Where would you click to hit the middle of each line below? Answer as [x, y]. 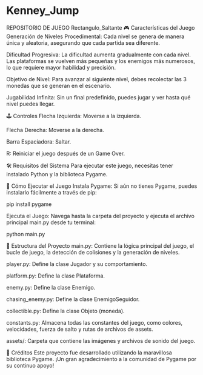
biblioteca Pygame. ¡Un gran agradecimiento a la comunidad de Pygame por [101, 359]
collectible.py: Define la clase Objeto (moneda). [66, 311]
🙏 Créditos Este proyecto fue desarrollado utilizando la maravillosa [89, 353]
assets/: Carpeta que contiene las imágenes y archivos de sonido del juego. [101, 340]
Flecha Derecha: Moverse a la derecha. [55, 130]
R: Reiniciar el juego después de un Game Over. [66, 153]
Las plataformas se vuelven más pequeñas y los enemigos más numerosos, [101, 61]
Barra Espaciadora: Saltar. [39, 141]
